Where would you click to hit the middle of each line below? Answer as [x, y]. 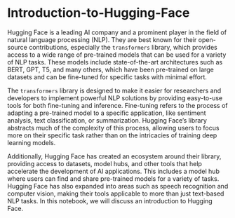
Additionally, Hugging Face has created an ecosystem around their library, [114, 156]
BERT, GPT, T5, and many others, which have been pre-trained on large [110, 69]
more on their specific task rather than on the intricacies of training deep [112, 135]
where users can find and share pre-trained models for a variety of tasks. [113, 178]
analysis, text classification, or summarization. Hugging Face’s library [107, 120]
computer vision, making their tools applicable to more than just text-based [116, 193]
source [18, 47]
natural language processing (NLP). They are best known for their [102, 39]
